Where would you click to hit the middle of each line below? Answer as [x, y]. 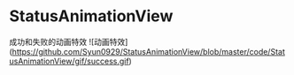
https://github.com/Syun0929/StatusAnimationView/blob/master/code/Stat [148, 51]
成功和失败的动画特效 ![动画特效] [69, 41]
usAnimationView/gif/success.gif [70, 61]
